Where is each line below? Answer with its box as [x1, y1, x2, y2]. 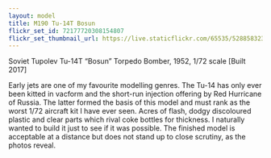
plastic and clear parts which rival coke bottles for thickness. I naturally [8, 114, 245, 125]
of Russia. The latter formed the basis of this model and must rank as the [8, 98, 251, 107]
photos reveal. [8, 140, 56, 150]
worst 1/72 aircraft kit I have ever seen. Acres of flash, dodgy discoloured [8, 106, 252, 116]
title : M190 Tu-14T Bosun [8, 19, 95, 27]
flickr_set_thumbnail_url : [8, 34, 99, 43]
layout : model [8, 11, 56, 20]
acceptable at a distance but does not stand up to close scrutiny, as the [8, 132, 246, 142]
